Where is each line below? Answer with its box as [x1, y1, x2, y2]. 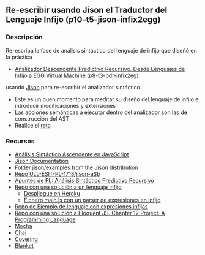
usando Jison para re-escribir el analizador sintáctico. [6, 83, 142, 91]
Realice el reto [14, 121, 51, 129]
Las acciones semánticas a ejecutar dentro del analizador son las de [14, 108, 187, 116]
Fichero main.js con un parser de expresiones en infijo [23, 196, 161, 204]
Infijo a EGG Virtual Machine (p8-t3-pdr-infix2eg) [14, 72, 139, 79]
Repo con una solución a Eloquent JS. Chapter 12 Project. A [14, 209, 165, 216]
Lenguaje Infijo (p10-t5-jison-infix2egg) [6, 15, 161, 25]
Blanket [14, 242, 34, 249]
